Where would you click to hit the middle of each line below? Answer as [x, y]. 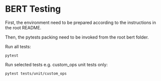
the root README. [23, 27]
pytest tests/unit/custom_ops [36, 73]
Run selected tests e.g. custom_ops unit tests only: [56, 64]
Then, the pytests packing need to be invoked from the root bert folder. [77, 37]
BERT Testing [33, 9]
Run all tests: [18, 46]
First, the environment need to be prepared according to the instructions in [80, 22]
